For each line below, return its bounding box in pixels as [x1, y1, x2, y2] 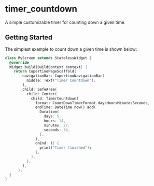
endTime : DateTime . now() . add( [35, 105, 96, 110]
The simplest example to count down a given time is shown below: [5, 46, 137, 52]
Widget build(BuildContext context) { [9, 64, 88, 70]
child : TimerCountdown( [30, 96, 79, 101]
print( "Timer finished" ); [39, 145, 92, 150]
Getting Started [5, 33, 53, 42]
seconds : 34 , [43, 127, 70, 132]
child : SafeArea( [22, 87, 57, 92]
